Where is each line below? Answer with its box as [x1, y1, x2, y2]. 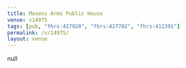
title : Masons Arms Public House [7, 10, 103, 17]
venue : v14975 [7, 16, 48, 23]
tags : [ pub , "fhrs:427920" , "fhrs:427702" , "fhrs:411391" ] [7, 23, 180, 30]
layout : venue [7, 36, 48, 43]
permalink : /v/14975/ [7, 29, 70, 36]
